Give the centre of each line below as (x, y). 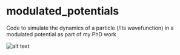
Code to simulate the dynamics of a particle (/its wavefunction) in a (90, 28)
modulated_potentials (63, 11)
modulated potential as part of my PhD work (62, 34)
